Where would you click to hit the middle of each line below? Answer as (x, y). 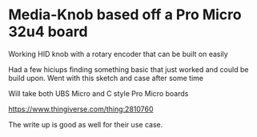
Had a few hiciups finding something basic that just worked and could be (128, 69)
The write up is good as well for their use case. (86, 124)
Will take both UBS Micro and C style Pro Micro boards (98, 93)
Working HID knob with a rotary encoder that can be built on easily (118, 54)
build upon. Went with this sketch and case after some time (106, 78)
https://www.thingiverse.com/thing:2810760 (81, 109)
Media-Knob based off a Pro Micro (125, 15)
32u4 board (48, 32)
